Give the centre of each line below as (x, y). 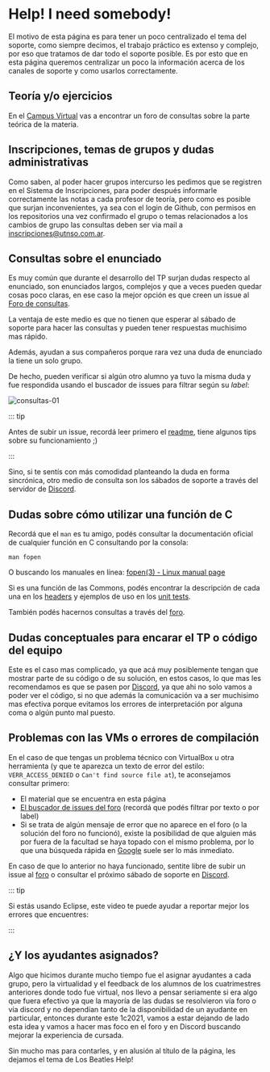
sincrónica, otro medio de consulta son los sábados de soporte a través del (133, 481)
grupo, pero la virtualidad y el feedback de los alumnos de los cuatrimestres (135, 983)
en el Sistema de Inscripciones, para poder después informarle (113, 190)
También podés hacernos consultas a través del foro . (97, 612)
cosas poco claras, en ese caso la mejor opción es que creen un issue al (129, 295)
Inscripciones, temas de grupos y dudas (111, 150)
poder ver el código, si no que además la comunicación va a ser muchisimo (134, 695)
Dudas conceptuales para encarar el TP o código (133, 638)
